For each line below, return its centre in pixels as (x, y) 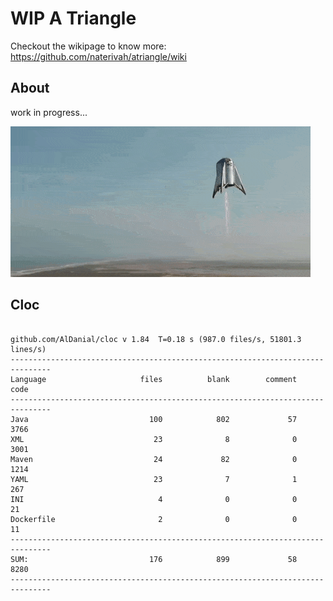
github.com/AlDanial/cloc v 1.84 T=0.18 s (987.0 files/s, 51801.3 (156, 339)
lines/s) (28, 349)
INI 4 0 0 (154, 499)
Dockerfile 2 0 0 (154, 519)
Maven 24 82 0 (154, 459)
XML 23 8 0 (154, 439)
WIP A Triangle (73, 18)
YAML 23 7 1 (154, 479)
